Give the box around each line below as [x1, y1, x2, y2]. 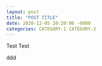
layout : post [6, 8, 39, 15]
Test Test [6, 42, 30, 50]
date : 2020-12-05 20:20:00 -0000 [6, 20, 91, 26]
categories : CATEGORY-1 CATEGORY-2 [6, 25, 97, 32]
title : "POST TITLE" [6, 15, 59, 21]
